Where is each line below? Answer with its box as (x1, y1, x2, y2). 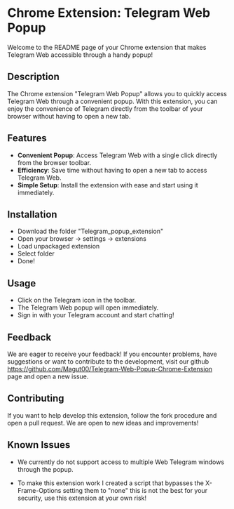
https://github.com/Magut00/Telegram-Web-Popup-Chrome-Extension (7, 365, 212, 373)
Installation (7, 209, 57, 220)
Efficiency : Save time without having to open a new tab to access (17, 166, 207, 174)
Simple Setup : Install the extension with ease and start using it (17, 180, 198, 189)
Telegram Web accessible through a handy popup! (7, 51, 153, 59)
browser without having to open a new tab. (7, 112, 131, 120)
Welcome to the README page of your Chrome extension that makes (7, 43, 207, 51)
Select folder (17, 249, 55, 258)
